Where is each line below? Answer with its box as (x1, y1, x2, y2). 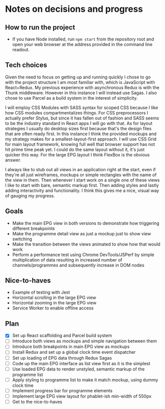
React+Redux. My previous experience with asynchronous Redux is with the (5, 84, 160, 90)
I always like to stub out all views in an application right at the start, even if (5, 166, 156, 172)
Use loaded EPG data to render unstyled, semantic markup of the (12, 366, 145, 372)
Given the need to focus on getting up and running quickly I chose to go (5, 74, 151, 80)
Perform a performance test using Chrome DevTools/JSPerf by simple (12, 252, 154, 258)
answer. (5, 157, 21, 163)
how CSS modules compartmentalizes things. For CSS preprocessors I (5, 110, 149, 115)
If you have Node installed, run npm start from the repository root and (12, 36, 154, 42)
